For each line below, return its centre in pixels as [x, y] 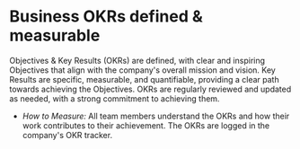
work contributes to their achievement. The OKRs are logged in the [146, 125]
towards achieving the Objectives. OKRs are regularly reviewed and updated [150, 89]
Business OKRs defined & [106, 17]
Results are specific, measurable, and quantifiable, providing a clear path [145, 79]
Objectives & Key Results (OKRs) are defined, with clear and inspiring [137, 60]
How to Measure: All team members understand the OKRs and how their [156, 116]
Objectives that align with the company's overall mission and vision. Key [142, 70]
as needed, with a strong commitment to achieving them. [115, 98]
